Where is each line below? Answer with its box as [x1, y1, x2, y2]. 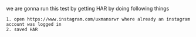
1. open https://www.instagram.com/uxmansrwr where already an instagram [6, 16, 191, 22]
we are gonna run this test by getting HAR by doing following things [6, 5, 170, 12]
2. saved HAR [6, 26, 38, 32]
